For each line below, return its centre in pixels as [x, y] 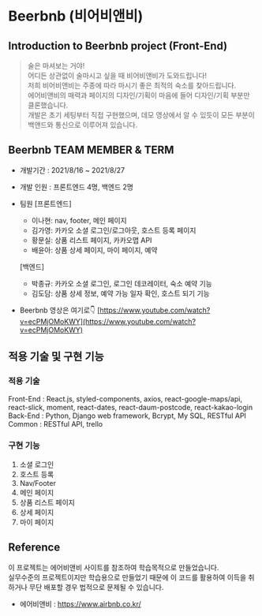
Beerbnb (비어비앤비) [76, 16]
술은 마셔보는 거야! [56, 65]
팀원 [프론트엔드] [46, 203]
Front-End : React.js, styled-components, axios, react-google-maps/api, [125, 398]
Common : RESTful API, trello [56, 424]
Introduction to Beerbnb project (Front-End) [118, 45]
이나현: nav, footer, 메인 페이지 [79, 220]
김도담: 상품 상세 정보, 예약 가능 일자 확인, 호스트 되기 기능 [121, 293]
